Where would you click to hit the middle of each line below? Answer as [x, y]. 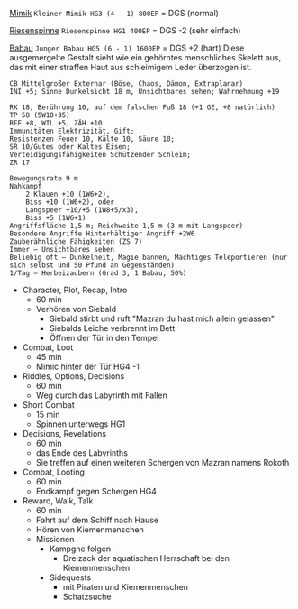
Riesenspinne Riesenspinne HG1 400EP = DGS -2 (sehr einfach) [125, 30]
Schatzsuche [87, 596]
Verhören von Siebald [76, 309]
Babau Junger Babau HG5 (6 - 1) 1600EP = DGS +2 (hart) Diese [127, 48]
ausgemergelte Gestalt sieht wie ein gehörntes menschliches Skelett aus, [145, 57]
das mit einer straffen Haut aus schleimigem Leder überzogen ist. [131, 67]
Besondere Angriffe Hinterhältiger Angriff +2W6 [102, 234]
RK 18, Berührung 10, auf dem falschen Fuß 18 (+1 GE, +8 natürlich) [143, 107]
